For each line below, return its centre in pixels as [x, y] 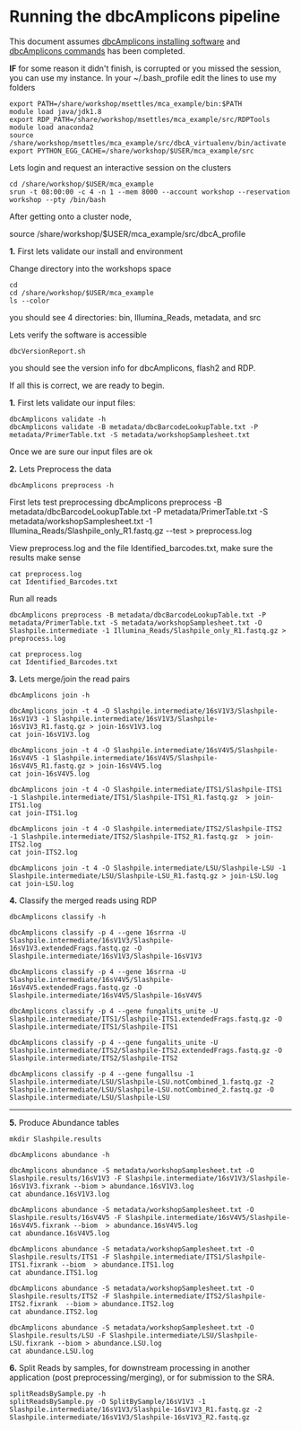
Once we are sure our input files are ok [81, 452]
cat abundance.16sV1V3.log [60, 1194]
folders [22, 87]
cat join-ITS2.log [43, 852]
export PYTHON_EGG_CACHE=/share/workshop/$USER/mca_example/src [132, 151]
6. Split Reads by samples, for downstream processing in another [130, 1367]
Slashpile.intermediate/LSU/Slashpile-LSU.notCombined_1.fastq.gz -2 [142, 1082]
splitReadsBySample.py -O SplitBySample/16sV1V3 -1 [107, 1401]
